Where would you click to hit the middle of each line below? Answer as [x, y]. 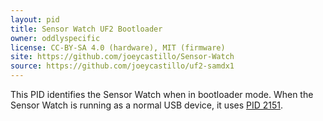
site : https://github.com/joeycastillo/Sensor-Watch [122, 57]
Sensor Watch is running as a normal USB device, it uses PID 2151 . [147, 105]
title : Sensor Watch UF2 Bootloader [86, 29]
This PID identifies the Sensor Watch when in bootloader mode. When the [162, 94]
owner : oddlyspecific [55, 38]
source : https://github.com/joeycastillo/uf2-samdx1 [122, 66]
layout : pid [35, 19]
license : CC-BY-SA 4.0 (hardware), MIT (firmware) [118, 47]
